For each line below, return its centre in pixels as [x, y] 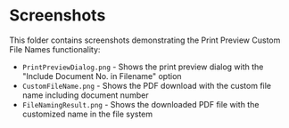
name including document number [85, 95]
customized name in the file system [87, 114]
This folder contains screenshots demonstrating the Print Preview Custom [145, 40]
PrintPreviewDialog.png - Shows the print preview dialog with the [143, 67]
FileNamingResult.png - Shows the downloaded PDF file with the [140, 104]
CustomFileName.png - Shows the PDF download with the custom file [147, 85]
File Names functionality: [55, 49]
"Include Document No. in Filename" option [102, 76]
